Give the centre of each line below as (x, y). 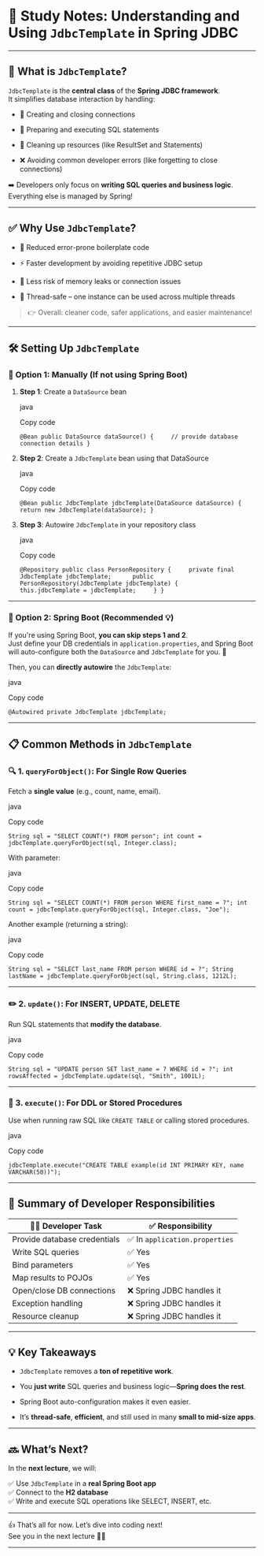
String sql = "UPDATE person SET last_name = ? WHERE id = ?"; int (121, 1069)
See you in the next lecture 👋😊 (57, 1536)
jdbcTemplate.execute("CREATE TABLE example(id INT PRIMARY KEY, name (126, 1165)
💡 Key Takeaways (52, 1352)
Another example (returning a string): (68, 925)
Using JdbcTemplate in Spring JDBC (123, 33)
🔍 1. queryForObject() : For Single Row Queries (97, 771)
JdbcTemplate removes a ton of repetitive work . (97, 1372)
